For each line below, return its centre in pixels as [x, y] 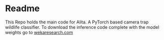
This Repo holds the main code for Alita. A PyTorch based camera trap [77, 22]
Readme [23, 9]
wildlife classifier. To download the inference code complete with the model [82, 27]
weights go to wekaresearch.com [39, 32]
